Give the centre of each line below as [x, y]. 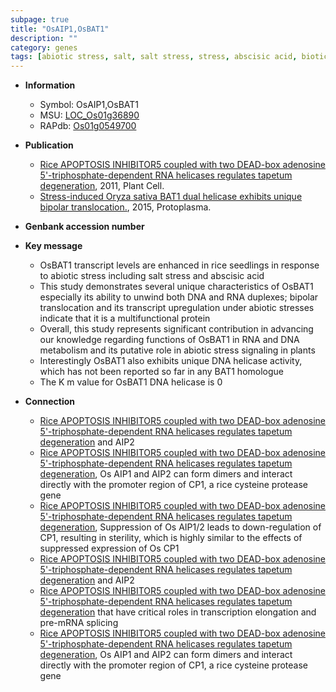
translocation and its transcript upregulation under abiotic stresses [177, 308]
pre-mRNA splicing [79, 623]
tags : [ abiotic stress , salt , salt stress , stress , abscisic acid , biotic [169, 57]
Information [50, 85]
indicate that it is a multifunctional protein [125, 318]
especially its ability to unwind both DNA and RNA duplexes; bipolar [179, 297]
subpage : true [40, 19]
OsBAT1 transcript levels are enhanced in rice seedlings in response [179, 265]
